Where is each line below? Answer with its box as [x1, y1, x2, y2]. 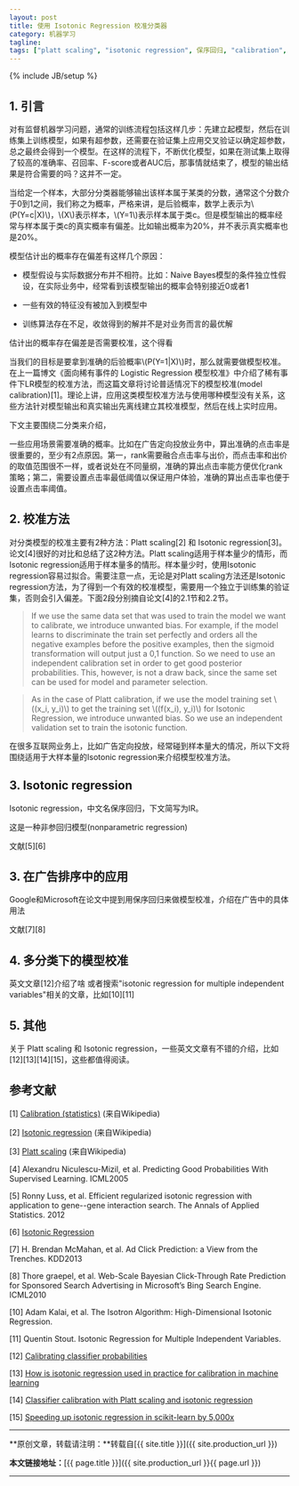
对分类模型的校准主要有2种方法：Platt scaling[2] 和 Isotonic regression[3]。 [9, 537, 287, 547]
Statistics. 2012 [9, 1209, 65, 1220]
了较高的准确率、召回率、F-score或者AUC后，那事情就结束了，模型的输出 [9, 157, 281, 167]
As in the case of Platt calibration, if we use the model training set [30, 693, 272, 704]
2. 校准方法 [9, 512, 70, 527]
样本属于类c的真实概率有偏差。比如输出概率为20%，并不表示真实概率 [24, 220, 281, 231]
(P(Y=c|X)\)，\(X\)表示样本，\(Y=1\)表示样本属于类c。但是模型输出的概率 [9, 209, 276, 220]
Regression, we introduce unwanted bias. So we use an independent [30, 713, 283, 723]
